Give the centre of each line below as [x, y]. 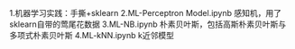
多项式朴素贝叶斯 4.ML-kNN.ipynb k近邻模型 [92, 35]
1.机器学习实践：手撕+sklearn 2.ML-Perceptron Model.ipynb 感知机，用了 [146, 13]
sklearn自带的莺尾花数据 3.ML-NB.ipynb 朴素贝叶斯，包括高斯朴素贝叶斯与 [148, 24]
